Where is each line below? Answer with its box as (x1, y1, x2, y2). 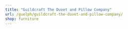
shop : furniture (5, 16, 39, 21)
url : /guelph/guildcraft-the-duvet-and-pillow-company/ (5, 12, 123, 17)
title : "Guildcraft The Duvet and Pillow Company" (5, 7, 112, 12)
